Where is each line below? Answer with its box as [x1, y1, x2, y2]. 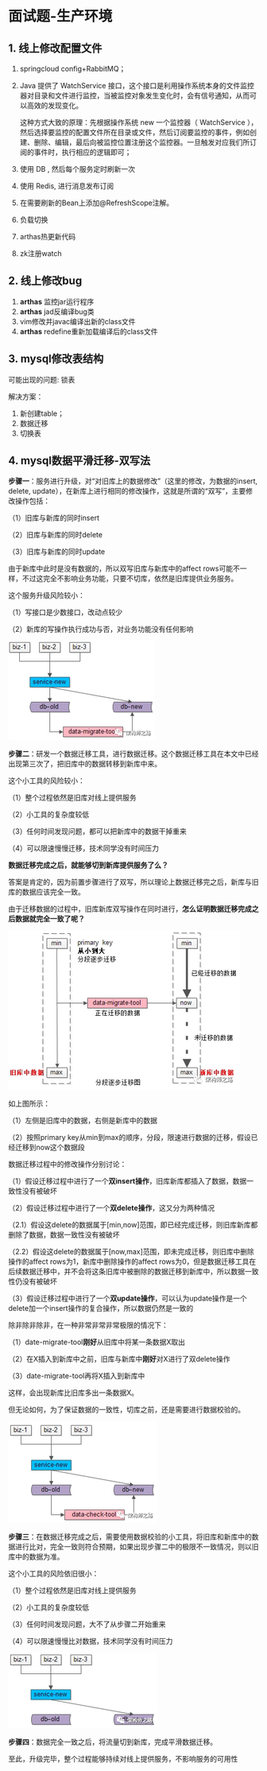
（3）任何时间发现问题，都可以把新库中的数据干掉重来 [8, 827, 187, 836]
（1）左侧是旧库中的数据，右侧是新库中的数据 [8, 1116, 157, 1126]
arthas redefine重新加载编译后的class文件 [19, 327, 158, 336]
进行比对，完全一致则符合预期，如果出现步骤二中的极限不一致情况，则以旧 [14, 1542, 259, 1552]
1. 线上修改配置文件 [8, 41, 103, 55]
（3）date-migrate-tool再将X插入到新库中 [8, 1371, 145, 1381]
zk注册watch [19, 249, 62, 258]
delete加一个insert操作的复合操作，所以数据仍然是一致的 [8, 1304, 194, 1313]
